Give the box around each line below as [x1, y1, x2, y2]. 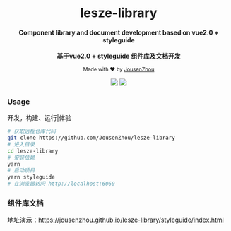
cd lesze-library [7, 147, 59, 155]
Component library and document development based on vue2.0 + [18, 28, 219, 37]
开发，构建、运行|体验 [7, 114, 72, 122]
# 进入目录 [7, 141, 35, 148]
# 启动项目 [7, 167, 35, 174]
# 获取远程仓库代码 [7, 128, 57, 135]
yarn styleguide [7, 174, 55, 181]
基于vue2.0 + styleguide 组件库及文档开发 [57, 52, 181, 60]
